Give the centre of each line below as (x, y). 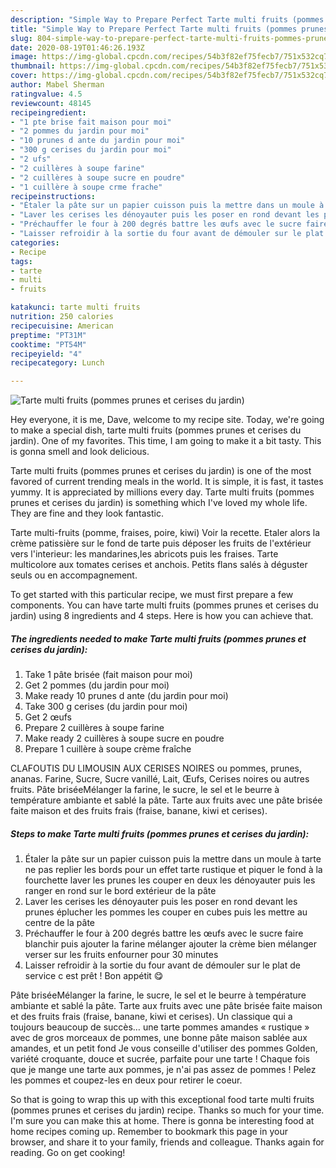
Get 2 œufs (48, 717)
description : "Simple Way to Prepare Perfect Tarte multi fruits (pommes (167, 19)
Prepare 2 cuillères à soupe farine (94, 728)
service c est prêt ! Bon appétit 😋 (94, 976)
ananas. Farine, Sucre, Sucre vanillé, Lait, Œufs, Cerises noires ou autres (160, 779)
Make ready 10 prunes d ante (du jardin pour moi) (126, 696)
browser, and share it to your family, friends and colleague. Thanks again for (167, 1142)
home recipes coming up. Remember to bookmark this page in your (149, 1132)
